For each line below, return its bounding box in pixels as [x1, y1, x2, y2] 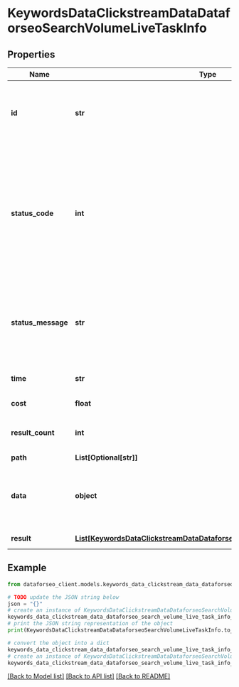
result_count [11, 428, 55, 438]
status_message [11, 318, 69, 328]
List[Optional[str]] [75, 453, 138, 462]
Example [7, 562, 47, 574]
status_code [11, 208, 54, 218]
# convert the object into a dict [7, 639, 110, 647]
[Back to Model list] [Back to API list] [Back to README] [7, 672, 171, 681]
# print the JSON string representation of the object [7, 620, 174, 627]
